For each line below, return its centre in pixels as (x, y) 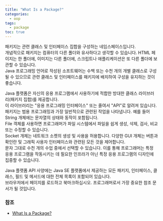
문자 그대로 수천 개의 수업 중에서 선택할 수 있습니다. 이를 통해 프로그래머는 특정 (79, 148)
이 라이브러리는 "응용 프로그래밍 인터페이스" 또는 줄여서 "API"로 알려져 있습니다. (81, 105)
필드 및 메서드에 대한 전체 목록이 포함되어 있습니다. (63, 176)
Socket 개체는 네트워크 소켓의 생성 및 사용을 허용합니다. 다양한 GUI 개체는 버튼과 (81, 136)
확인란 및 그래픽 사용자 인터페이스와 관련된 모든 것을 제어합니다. (65, 142)
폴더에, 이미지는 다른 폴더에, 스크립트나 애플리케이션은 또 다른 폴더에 (88, 59)
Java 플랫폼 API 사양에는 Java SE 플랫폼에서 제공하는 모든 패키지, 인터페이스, (79, 170)
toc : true (15, 32)
